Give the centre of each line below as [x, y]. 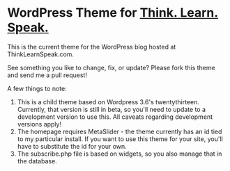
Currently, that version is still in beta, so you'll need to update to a [112, 109]
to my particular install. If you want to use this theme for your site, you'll [120, 139]
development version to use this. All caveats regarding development [115, 117]
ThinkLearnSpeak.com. [41, 54]
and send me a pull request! [47, 75]
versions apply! [39, 124]
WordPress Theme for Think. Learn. [113, 13]
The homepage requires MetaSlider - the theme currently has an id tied [120, 131]
